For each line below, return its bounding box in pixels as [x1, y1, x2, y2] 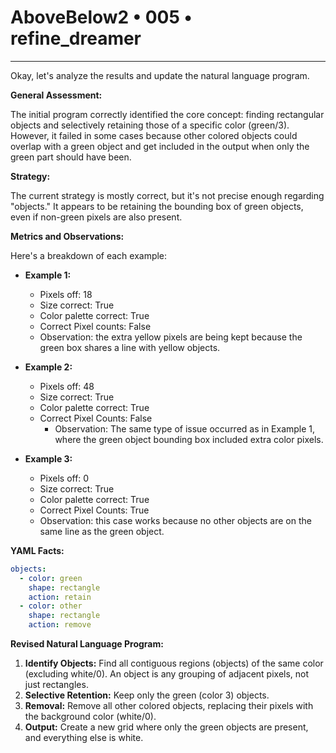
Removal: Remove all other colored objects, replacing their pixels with [24, 700, 314, 712]
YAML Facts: [10, 544, 65, 556]
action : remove [28, 620, 92, 630]
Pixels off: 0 [39, 472, 90, 484]
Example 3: [24, 452, 73, 465]
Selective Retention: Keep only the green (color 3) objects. [24, 689, 270, 701]
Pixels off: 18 [39, 288, 93, 300]
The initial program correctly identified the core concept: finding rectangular [10, 108, 325, 120]
